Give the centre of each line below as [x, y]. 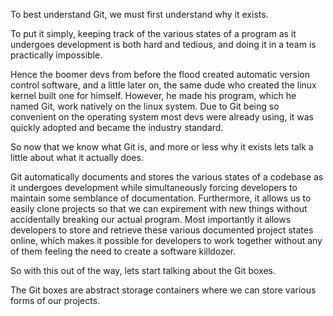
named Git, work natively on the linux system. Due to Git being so [145, 106]
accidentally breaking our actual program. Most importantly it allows [151, 219]
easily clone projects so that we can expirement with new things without [159, 208]
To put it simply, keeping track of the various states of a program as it [153, 33]
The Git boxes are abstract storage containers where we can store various [163, 290]
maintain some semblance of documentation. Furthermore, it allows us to [161, 198]
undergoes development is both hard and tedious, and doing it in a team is [163, 44]
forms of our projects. [55, 300]
